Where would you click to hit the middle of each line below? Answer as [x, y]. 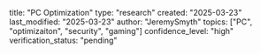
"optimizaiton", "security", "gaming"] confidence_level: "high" [122, 31]
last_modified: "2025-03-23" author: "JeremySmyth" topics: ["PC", [131, 22]
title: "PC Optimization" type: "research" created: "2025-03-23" [126, 13]
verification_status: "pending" [63, 40]
